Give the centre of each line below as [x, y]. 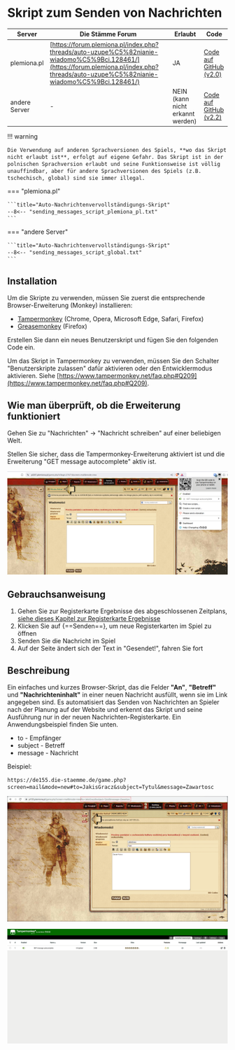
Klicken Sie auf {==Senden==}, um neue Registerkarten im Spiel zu [114, 626]
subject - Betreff [41, 745]
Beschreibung [38, 670]
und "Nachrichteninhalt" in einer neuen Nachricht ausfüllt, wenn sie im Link [117, 694]
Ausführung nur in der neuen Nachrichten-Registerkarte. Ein [94, 717]
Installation [32, 281]
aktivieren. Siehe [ [33, 376]
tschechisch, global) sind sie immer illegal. [76, 178]
